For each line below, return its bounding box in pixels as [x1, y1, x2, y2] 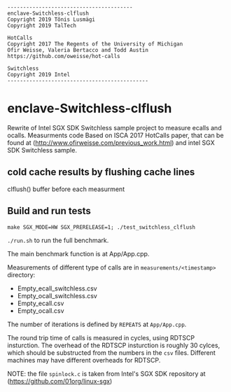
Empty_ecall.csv [17, 299, 64, 307]
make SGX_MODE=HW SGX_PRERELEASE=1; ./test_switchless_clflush [7, 223, 196, 231]
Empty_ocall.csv [17, 306, 64, 315]
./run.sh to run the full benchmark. [7, 236, 109, 244]
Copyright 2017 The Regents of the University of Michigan [7, 41, 183, 48]
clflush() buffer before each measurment [7, 185, 125, 193]
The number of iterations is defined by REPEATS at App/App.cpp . [7, 320, 187, 328]
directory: [7, 270, 36, 279]
